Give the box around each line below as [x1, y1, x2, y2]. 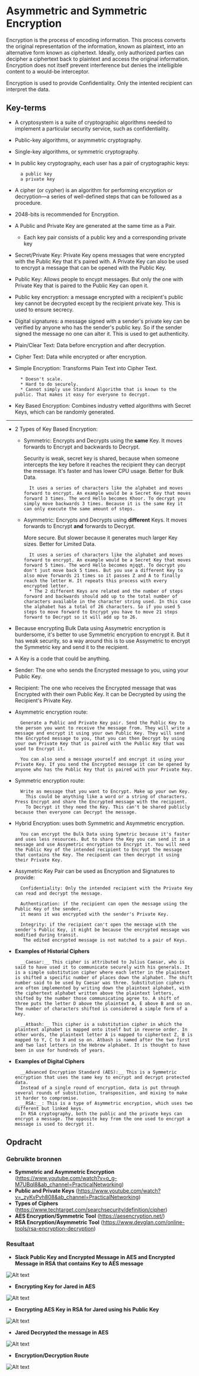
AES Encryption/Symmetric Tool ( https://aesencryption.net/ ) [14, 1212, 165, 1220]
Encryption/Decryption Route [14, 1352, 89, 1359]
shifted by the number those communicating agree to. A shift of [14, 995, 179, 1001]
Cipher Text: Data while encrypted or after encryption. [14, 353, 147, 360]
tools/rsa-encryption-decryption [14, 1225, 94, 1232]
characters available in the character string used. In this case [23, 598, 191, 605]
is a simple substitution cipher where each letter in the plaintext [14, 969, 191, 975]
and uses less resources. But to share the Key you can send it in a [14, 836, 191, 842]
